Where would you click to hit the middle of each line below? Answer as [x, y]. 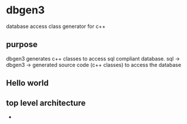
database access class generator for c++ [56, 26]
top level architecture [46, 103]
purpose [22, 45]
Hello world [27, 83]
